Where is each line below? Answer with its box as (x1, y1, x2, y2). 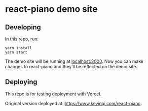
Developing (5, 23, 41, 31)
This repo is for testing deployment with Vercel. (5, 91, 102, 97)
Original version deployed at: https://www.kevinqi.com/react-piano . (5, 100, 142, 106)
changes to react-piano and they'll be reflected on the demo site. (5, 64, 137, 69)
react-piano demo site (5, 3, 98, 15)
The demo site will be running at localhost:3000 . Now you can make (5, 58, 144, 64)
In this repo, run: (5, 36, 38, 42)
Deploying (5, 78, 37, 86)
